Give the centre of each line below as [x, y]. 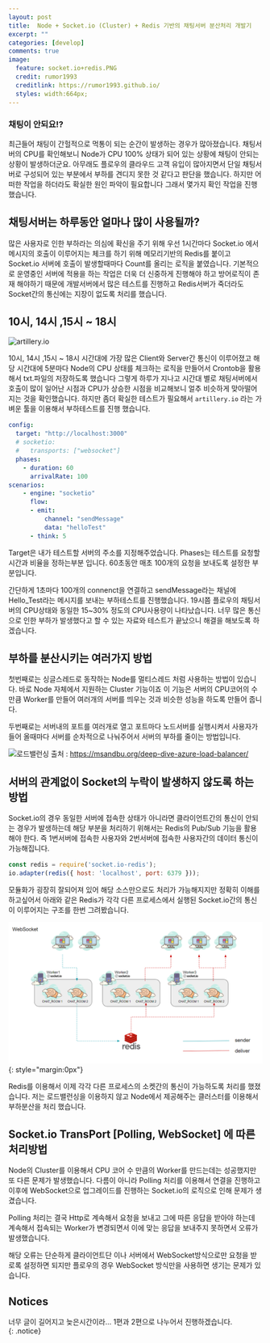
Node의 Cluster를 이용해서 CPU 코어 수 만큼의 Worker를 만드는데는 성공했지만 [132, 1170]
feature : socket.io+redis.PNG [66, 69]
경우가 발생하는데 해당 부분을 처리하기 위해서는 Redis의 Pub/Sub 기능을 [129, 828]
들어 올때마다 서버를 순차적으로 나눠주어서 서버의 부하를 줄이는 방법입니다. [125, 737]
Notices [28, 1301]
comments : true [34, 51]
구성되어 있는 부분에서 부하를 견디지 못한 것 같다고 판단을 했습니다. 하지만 [138, 174]
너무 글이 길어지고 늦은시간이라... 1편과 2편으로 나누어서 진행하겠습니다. [120, 1322]
